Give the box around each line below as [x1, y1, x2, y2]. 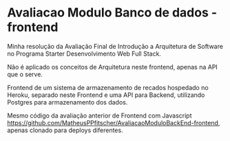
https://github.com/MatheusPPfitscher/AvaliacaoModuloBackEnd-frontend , [7, 118, 220, 127]
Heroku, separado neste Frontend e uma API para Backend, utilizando [7, 91, 205, 99]
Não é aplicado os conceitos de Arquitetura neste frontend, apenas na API [7, 63, 218, 71]
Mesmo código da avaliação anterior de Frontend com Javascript [7, 111, 192, 120]
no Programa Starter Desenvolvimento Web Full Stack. [7, 50, 162, 58]
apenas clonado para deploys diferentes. [7, 126, 123, 134]
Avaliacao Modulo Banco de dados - [7, 5, 218, 21]
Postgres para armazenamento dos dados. [7, 98, 128, 106]
